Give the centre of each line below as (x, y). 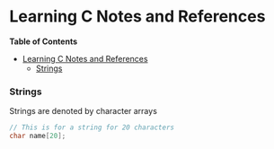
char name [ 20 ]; (38, 136)
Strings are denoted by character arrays (83, 111)
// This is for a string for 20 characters (92, 127)
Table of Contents (44, 41)
